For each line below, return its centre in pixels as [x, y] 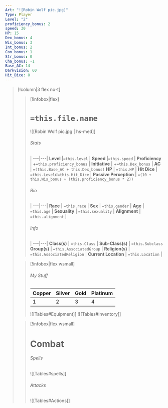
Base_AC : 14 [18, 66]
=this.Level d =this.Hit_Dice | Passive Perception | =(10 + [91, 175]
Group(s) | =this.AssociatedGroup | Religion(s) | [80, 249]
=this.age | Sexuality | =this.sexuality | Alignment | [85, 211]
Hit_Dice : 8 [18, 75]
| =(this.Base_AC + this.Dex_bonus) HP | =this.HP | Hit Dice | [94, 169]
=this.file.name [64, 119]
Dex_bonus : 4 [19, 38]
